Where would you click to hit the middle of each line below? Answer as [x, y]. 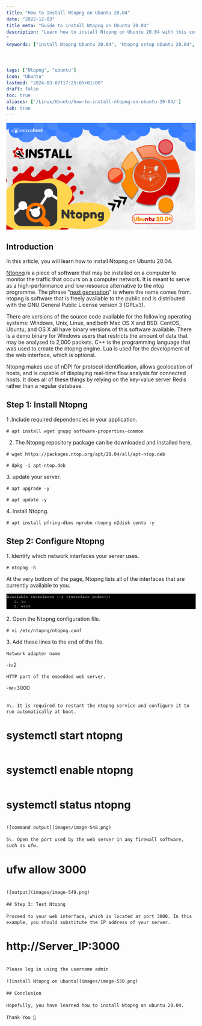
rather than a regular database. [44, 386]
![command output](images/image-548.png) [59, 828]
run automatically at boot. [41, 712]
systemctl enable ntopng [70, 770]
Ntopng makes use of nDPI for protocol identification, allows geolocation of [99, 367]
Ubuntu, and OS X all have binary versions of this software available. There [99, 329]
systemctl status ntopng [69, 805]
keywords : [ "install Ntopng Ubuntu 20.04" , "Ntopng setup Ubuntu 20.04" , [101, 45]
